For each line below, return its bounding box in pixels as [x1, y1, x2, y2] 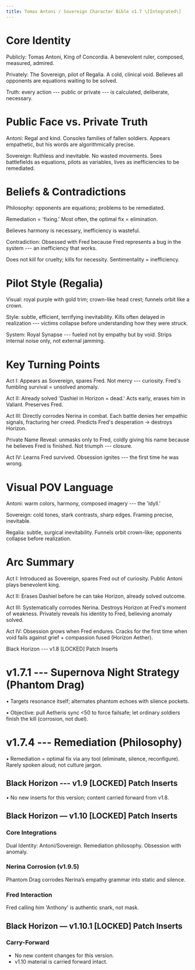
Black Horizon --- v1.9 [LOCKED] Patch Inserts [6, 778, 178, 788]
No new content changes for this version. [14, 952, 114, 959]
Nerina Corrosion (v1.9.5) [6, 863, 79, 871]
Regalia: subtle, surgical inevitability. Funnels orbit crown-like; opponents [6, 529, 182, 536]
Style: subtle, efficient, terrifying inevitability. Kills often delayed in [6, 314, 165, 321]
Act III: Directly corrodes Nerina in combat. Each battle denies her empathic [6, 413, 188, 420]
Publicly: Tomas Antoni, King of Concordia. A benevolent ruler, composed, [6, 53, 184, 60]
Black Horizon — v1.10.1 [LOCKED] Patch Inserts [6, 921, 183, 931]
